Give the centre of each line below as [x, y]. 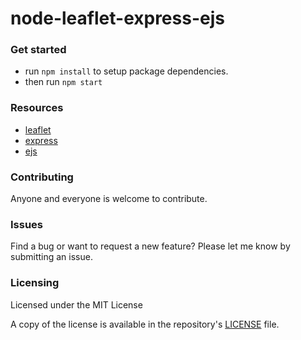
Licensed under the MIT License [76, 304]
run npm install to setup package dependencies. [126, 71]
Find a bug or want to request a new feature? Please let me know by [150, 246]
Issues [27, 224]
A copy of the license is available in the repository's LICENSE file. [145, 324]
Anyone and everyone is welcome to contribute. [109, 199]
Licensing [35, 283]
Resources [37, 108]
